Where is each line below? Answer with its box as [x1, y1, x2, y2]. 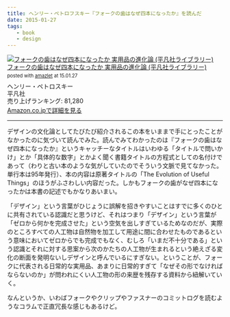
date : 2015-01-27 [7, 16, 57, 23]
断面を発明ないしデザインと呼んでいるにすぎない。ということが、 [18, 253, 205, 261]
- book [16, 29, 36, 36]
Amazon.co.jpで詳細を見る [7, 106, 82, 114]
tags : [7, 23, 23, 30]
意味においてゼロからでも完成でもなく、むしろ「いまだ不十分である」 [12, 236, 211, 244]
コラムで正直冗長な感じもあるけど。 [18, 302, 121, 310]
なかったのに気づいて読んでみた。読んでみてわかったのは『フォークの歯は [7, 135, 217, 144]
